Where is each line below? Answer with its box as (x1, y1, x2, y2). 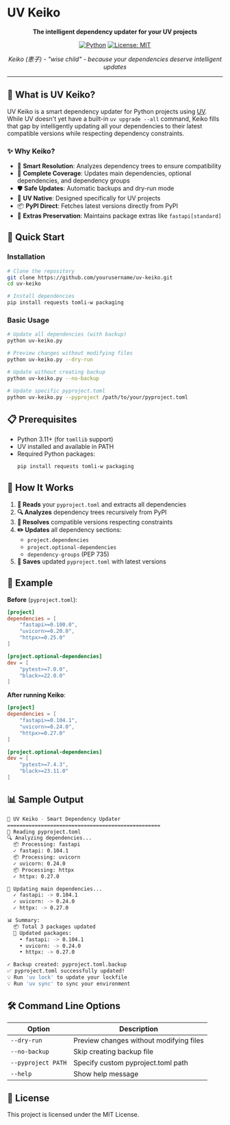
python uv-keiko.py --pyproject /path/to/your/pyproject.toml (7, 393, 188, 401)
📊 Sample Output (7, 794, 84, 806)
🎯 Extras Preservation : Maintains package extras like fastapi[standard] (16, 211, 222, 220)
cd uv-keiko (7, 280, 41, 288)
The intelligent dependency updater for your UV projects (32, 27, 198, 36)
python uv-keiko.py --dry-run (7, 356, 94, 363)
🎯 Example (7, 577, 53, 589)
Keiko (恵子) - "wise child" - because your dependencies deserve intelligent (8, 55, 222, 63)
